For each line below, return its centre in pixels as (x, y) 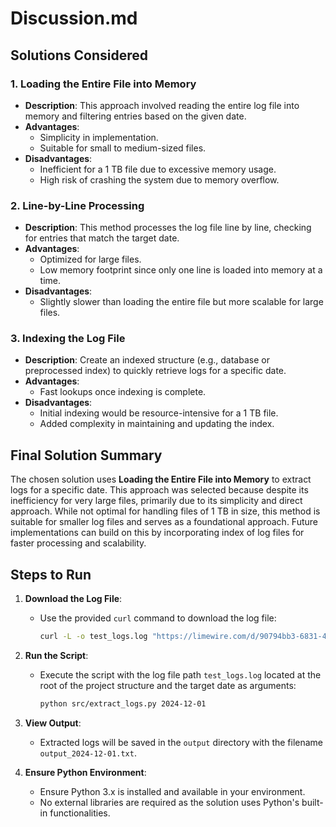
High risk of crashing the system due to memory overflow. (159, 179)
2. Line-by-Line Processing (77, 205)
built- (312, 802)
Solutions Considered (79, 55)
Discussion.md (74, 18)
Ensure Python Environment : (85, 772)
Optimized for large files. (90, 259)
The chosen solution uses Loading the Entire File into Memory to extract (161, 479)
